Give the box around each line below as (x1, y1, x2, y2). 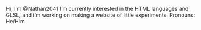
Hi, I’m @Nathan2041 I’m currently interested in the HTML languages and (5, 5, 189, 12)
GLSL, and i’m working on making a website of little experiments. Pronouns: (5, 11, 196, 19)
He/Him (5, 18, 25, 25)
